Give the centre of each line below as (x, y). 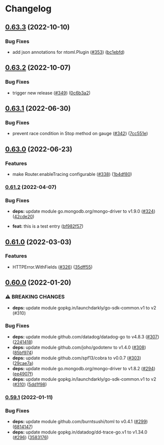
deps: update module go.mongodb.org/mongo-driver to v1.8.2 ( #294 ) (84, 368)
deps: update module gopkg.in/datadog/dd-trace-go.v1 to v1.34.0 (80, 432)
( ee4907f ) (23, 374)
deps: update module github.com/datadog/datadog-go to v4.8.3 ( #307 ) (86, 336)
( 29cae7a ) (23, 363)
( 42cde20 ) (23, 217)
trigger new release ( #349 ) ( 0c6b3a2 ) (51, 93)
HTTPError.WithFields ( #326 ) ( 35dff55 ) (52, 267)
